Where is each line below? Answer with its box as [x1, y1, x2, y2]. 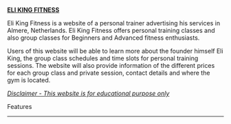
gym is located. [7, 76, 51, 84]
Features [7, 103, 32, 110]
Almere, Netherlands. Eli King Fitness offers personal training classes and [7, 27, 215, 34]
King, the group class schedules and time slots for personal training [7, 54, 199, 62]
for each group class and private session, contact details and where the [7, 69, 210, 77]
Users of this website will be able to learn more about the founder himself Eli [7, 47, 223, 55]
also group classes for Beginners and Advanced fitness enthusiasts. [7, 34, 200, 42]
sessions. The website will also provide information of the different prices [7, 62, 215, 69]
